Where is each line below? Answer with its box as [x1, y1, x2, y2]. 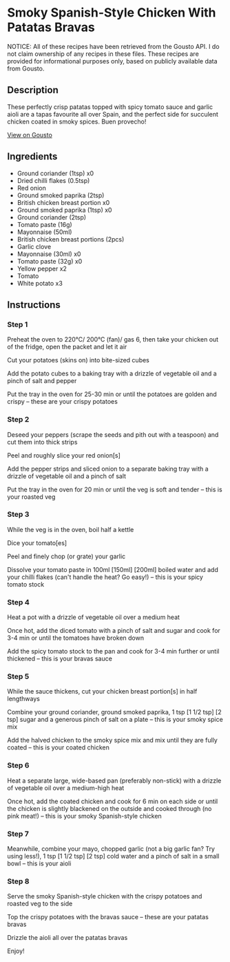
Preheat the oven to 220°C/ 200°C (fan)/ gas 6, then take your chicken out [7, 335, 219, 344]
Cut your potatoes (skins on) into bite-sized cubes [7, 356, 150, 364]
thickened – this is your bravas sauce [7, 654, 112, 663]
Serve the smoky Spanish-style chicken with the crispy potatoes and [7, 892, 202, 901]
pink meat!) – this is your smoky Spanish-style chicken [7, 812, 162, 820]
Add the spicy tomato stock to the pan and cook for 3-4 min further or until [7, 647, 220, 656]
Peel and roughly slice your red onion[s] [7, 451, 121, 460]
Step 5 [7, 671, 30, 681]
